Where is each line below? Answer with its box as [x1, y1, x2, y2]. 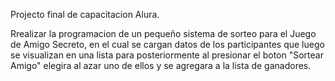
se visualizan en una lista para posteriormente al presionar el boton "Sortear [10, 49, 324, 61]
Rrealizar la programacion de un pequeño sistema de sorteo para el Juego [10, 28, 317, 39]
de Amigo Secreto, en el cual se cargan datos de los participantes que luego [10, 39, 325, 50]
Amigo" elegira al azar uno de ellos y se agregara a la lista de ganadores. [10, 60, 312, 71]
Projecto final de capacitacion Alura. [10, 9, 160, 20]
